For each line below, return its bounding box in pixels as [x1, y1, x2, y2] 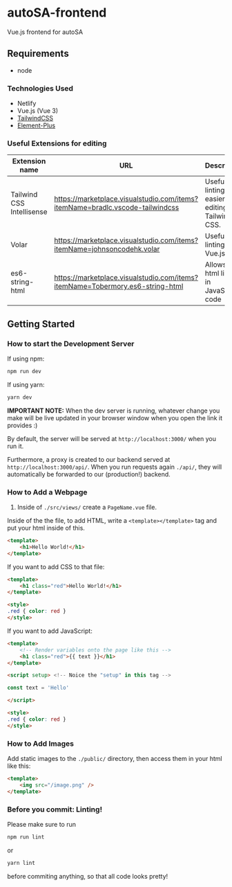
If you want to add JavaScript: [7, 627, 93, 635]
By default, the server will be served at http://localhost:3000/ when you [7, 434, 216, 442]
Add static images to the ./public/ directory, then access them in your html [7, 755, 222, 762]
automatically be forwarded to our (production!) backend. [7, 469, 171, 478]
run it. [7, 442, 24, 450]
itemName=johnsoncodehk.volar [54, 244, 160, 254]
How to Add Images [7, 739, 75, 749]
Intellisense [10, 207, 48, 217]
